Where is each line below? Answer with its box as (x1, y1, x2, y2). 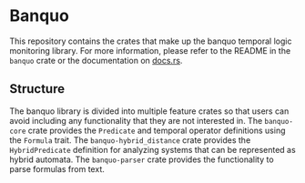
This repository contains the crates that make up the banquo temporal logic (9, 36, 292, 46)
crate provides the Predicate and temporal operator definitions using (27, 125, 286, 136)
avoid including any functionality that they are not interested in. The (9, 115, 263, 126)
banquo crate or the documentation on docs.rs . (9, 55, 183, 66)
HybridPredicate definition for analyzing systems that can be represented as (9, 144, 296, 155)
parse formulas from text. (9, 163, 105, 174)
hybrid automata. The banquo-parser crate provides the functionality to (9, 154, 275, 165)
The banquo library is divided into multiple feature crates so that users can (9, 106, 290, 117)
